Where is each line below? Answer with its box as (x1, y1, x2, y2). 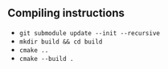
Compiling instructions (7, 6, 125, 20)
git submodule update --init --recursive (18, 29, 160, 37)
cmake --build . (18, 55, 74, 63)
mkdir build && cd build (18, 38, 103, 46)
